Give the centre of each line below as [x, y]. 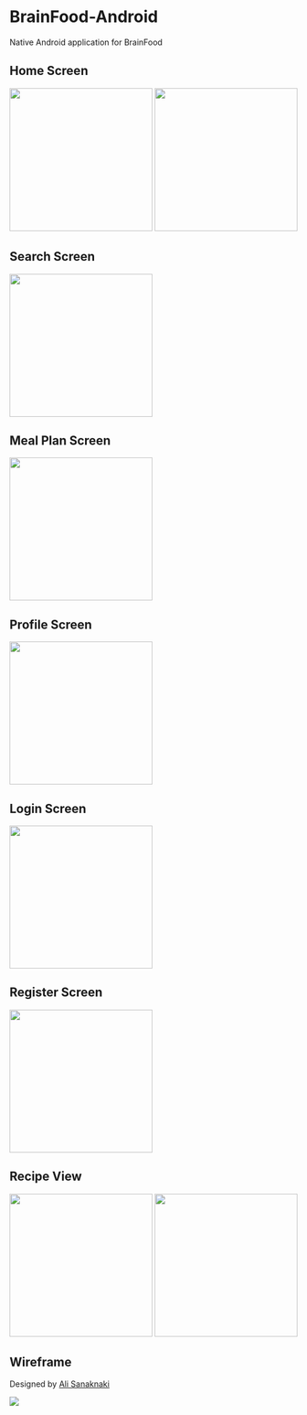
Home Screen [49, 71]
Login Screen [48, 808]
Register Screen [56, 993]
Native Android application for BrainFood [86, 42]
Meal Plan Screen [60, 440]
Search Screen [53, 257]
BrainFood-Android [84, 17]
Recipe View [46, 1177]
